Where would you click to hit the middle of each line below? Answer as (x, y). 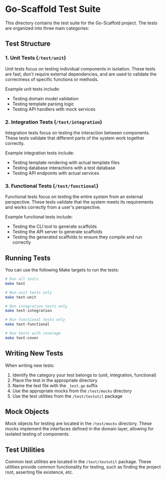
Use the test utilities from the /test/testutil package (67, 396)
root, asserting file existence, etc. (39, 472)
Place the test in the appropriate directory (55, 380)
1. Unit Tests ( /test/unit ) (35, 58)
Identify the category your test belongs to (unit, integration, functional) (84, 375)
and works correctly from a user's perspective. (53, 207)
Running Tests (28, 258)
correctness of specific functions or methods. (52, 79)
